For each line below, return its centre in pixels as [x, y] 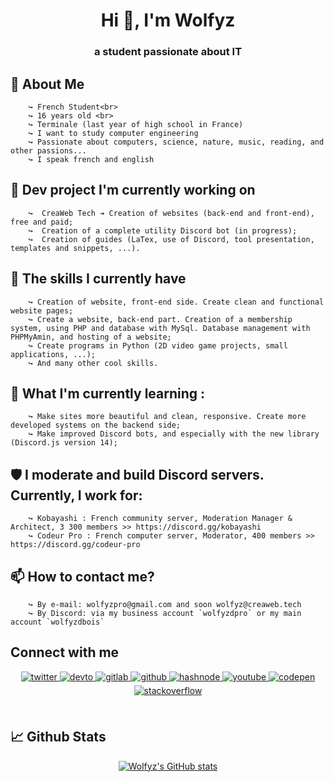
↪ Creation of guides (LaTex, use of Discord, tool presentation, [171, 239]
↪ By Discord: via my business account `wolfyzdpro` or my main [165, 613]
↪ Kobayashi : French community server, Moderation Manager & [160, 519]
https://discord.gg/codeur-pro [75, 545]
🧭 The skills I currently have [98, 279]
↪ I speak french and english [91, 159]
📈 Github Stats [58, 737]
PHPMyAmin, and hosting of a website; [91, 337]
